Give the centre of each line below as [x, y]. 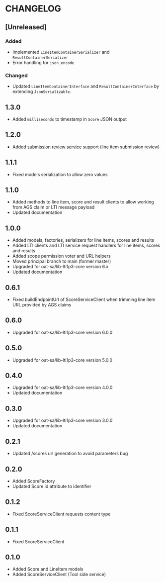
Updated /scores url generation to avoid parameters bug [70, 454]
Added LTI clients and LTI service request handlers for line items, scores [86, 245]
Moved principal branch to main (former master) [62, 261]
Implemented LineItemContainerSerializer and [61, 52]
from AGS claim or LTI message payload [53, 207]
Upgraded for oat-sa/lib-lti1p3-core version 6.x [60, 267]
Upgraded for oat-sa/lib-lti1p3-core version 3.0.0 [62, 420]
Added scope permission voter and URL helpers [61, 256]
